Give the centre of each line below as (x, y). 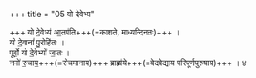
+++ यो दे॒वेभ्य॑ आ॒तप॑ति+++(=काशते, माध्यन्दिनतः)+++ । (95, 32)
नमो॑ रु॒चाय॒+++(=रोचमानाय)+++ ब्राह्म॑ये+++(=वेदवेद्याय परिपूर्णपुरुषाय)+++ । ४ (128, 63)
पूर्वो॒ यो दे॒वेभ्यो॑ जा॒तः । (40, 53)
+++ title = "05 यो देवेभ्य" (52, 14)
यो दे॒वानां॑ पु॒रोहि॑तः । (37, 42)
